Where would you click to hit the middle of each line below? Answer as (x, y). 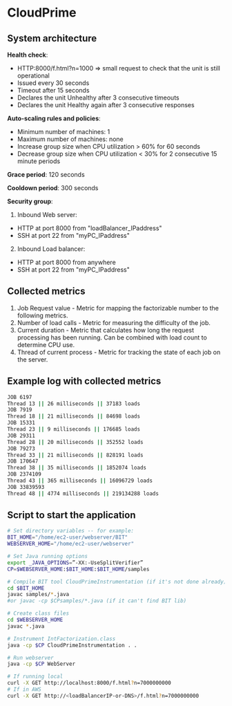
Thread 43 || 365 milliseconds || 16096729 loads (80, 481)
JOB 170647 (23, 461)
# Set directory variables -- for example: (71, 531)
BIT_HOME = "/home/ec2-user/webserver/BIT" (68, 537)
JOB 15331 (21, 423)
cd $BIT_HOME (26, 588)
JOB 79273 (21, 448)
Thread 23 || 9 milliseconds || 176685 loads (74, 429)
